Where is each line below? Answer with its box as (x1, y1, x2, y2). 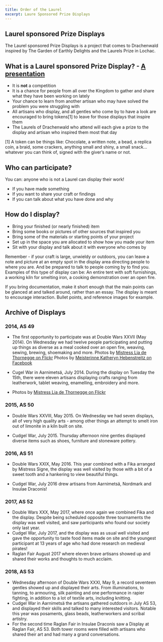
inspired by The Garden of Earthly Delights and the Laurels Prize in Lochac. (5, 48, 156, 54)
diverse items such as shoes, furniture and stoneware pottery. (12, 438, 137, 444)
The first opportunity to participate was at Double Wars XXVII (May (12, 334, 146, 340)
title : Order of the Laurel (5, 7, 62, 12)
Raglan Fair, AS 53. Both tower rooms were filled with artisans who (12, 626, 145, 632)
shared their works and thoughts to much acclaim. (12, 556, 113, 562)
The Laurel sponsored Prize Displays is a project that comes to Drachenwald (5, 43, 159, 49)
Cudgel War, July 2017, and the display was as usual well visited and (12, 530, 149, 536)
